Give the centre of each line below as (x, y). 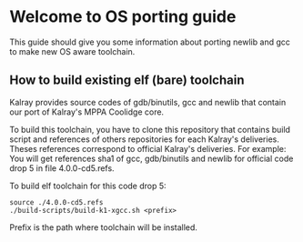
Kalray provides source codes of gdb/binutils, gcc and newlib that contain (148, 102)
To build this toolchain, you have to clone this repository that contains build (150, 129)
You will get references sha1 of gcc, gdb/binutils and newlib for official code (151, 158)
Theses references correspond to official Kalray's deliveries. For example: (148, 148)
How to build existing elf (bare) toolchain (127, 81)
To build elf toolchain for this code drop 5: (88, 186)
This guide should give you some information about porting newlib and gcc (150, 42)
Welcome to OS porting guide (123, 17)
